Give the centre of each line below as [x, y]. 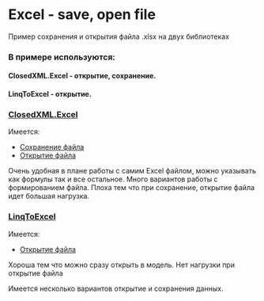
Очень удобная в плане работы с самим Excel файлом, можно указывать [132, 171]
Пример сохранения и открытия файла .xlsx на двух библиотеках [119, 36]
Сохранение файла [52, 147]
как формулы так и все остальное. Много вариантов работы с [113, 179]
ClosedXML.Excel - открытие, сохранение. [82, 76]
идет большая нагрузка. [49, 196]
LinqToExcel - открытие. [50, 94]
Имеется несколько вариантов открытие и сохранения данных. [116, 288]
